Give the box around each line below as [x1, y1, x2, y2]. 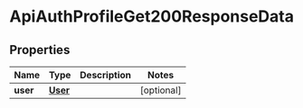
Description [80, 69, 131, 81]
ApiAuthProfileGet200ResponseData [9, 6, 294, 27]
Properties [9, 42, 71, 58]
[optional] [139, 84, 182, 96]
